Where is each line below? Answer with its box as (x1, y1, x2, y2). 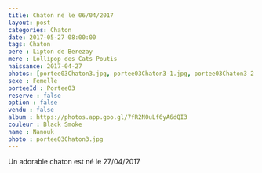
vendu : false (8, 106, 55, 114)
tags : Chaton (8, 41, 51, 49)
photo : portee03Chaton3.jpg (8, 135, 104, 143)
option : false (8, 99, 58, 106)
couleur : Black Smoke (8, 121, 82, 128)
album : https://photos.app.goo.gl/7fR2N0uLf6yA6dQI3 (8, 114, 188, 121)
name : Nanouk (8, 128, 55, 135)
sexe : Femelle (8, 77, 58, 85)
